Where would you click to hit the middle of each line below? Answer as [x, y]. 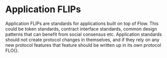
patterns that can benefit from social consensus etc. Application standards [83, 34]
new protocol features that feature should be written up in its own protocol [83, 45]
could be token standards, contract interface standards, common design [81, 28]
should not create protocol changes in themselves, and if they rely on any [82, 40]
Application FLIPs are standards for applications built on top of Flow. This [82, 23]
